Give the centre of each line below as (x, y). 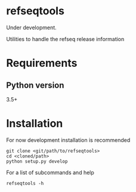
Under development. (31, 27)
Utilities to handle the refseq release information (65, 39)
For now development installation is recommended (68, 140)
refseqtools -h (25, 183)
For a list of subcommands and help (50, 172)
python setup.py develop (37, 161)
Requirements (42, 63)
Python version (35, 85)
